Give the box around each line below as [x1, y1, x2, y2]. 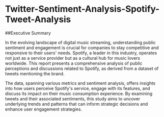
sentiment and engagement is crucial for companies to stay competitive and [5, 45, 159, 50]
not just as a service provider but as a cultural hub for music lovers [5, 55, 140, 61]
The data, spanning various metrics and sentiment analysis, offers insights [5, 80, 156, 86]
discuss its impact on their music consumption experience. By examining [5, 91, 153, 96]
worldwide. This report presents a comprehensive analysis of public [5, 60, 142, 66]
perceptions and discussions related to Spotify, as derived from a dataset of [5, 65, 159, 71]
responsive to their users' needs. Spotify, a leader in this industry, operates [5, 50, 157, 56]
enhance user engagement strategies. [5, 106, 82, 112]
